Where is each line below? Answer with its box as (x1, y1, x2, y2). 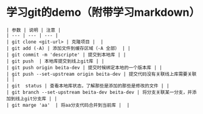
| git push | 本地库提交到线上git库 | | (6, 58, 105, 64)
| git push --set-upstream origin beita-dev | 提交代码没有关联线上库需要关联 (6, 71, 197, 77)
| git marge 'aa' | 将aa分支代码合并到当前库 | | (6, 102, 130, 108)
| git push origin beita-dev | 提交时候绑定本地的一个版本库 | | (6, 64, 162, 70)
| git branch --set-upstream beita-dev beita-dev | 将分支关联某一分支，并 (6, 89, 193, 95)
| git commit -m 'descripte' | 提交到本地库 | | (6, 52, 126, 58)
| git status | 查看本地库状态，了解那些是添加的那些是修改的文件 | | (6, 82, 170, 89)
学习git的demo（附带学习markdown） (6, 5, 201, 19)
